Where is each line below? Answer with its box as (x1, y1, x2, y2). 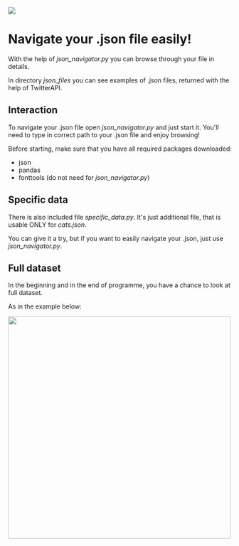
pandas (18, 166, 41, 174)
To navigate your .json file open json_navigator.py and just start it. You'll (8, 123, 219, 132)
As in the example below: (8, 302, 82, 311)
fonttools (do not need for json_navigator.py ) (18, 173, 150, 181)
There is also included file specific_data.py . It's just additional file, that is (8, 213, 221, 221)
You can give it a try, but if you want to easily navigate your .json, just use (8, 234, 223, 242)
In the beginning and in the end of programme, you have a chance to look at (8, 281, 230, 289)
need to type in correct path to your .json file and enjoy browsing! (8, 130, 200, 139)
